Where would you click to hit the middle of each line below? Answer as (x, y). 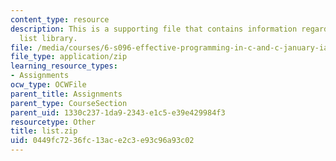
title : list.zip (44, 131)
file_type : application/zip (69, 57)
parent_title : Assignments (66, 94)
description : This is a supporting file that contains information (154, 29)
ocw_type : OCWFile (48, 85)
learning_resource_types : (64, 66)
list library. (48, 38)
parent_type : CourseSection (69, 103)
